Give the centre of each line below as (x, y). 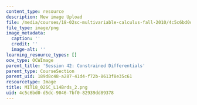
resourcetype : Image (31, 82)
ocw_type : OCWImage (30, 60)
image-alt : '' (28, 50)
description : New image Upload (44, 17)
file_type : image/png (33, 28)
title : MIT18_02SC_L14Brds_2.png (47, 87)
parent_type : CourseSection (40, 71)
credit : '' (25, 44)
